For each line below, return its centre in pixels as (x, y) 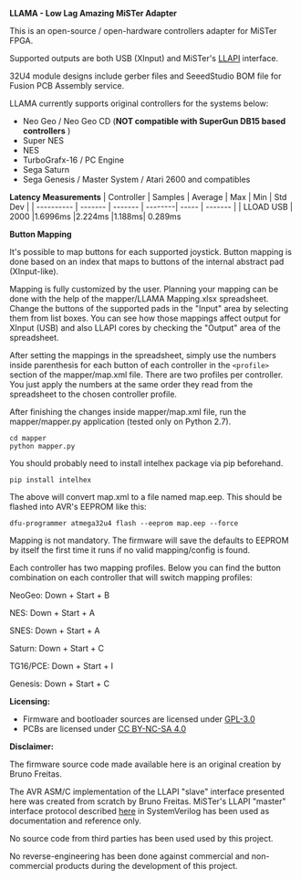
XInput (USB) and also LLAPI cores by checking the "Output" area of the (145, 328)
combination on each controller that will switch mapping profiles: (131, 578)
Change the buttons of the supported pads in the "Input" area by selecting (149, 308)
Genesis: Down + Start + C (60, 684)
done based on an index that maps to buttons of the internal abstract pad (147, 261)
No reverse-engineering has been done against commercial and (130, 856)
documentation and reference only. (75, 821)
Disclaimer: (32, 747)
